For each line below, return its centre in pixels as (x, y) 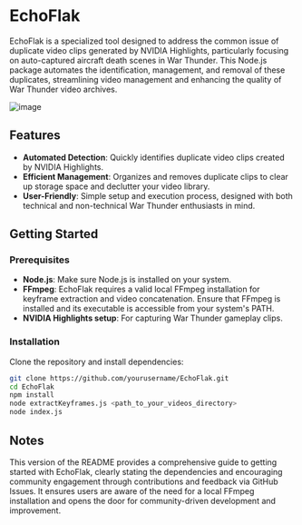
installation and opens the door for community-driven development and (143, 500)
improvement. (35, 510)
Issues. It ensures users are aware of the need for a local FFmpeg (132, 490)
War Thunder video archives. (63, 89)
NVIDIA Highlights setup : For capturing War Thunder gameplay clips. (152, 318)
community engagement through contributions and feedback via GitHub (144, 481)
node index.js (36, 412)
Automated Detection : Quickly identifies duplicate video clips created (153, 157)
